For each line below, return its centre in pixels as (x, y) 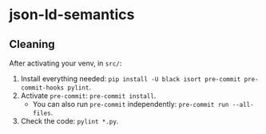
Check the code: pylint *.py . (69, 121)
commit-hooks (42, 88)
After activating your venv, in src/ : (66, 63)
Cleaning (32, 44)
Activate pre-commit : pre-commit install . (88, 96)
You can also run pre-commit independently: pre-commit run (131, 104)
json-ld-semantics (72, 15)
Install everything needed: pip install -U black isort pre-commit (131, 79)
